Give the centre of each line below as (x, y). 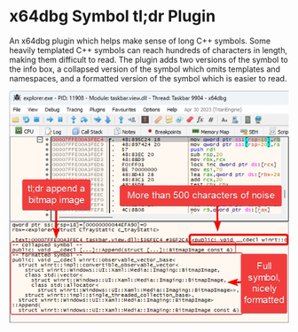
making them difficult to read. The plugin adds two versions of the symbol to (149, 59)
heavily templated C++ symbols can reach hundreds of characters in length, (149, 50)
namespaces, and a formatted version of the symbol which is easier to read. (148, 78)
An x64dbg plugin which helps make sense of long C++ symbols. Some (140, 41)
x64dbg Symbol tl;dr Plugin (112, 16)
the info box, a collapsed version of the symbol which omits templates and (145, 69)
